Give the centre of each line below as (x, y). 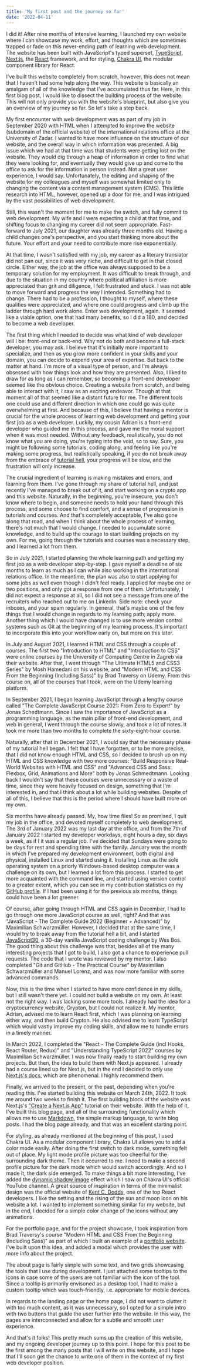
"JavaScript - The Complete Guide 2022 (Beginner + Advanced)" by (88, 921)
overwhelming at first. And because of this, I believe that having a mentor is (97, 410)
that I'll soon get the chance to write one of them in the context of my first (95, 1356)
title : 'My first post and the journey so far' (65, 11)
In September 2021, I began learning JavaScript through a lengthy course (95, 699)
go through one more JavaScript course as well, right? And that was (88, 915)
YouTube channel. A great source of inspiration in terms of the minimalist (94, 1185)
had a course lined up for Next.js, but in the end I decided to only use (89, 1069)
